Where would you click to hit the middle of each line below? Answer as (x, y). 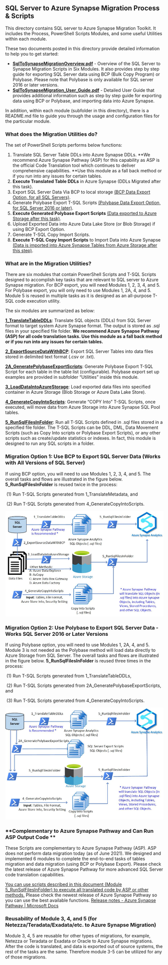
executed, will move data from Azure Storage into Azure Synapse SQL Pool (83, 407)
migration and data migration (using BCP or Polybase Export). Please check (83, 864)
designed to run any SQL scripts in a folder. (50, 443)
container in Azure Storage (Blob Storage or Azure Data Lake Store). (76, 392)
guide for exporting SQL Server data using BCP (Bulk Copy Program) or (86, 74)
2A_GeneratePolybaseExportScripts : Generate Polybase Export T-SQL (79, 367)
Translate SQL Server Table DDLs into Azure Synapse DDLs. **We (81, 155)
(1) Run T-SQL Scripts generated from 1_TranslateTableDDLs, (69, 676)
